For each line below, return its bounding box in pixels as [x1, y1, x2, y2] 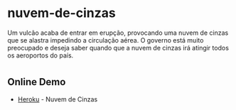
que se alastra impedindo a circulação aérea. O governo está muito [7, 35, 204, 44]
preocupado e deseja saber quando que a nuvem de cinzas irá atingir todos [7, 43, 230, 52]
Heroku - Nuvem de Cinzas [17, 94, 98, 104]
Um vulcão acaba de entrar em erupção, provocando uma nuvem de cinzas [7, 28, 229, 37]
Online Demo [7, 76, 66, 88]
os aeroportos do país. [7, 51, 74, 60]
